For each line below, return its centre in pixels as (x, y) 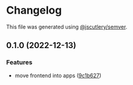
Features (19, 62)
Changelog (34, 10)
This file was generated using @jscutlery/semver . (67, 27)
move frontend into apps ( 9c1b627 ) (58, 75)
